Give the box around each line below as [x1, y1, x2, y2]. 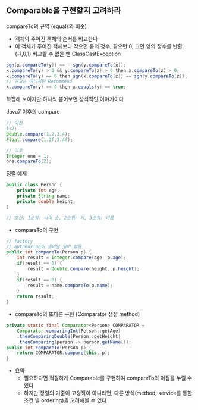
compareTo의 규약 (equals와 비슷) [6, 23, 87, 30]
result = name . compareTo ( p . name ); [27, 282, 113, 289]
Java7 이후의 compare [6, 108, 61, 115]
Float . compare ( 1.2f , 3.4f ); [6, 136, 73, 143]
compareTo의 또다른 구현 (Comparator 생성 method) [14, 311, 140, 318]
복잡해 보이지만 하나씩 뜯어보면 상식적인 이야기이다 [6, 96, 124, 103]
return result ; [17, 293, 55, 299]
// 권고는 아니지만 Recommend [6, 79, 73, 84]
